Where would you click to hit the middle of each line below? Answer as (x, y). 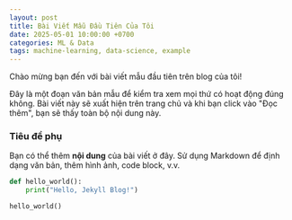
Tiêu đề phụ (36, 136)
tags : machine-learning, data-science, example (100, 51)
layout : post (34, 18)
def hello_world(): (46, 182)
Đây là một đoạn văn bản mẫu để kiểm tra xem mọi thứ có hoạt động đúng (147, 94)
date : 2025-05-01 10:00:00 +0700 (72, 34)
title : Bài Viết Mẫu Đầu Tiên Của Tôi (82, 26)
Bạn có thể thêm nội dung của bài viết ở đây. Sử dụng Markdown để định (145, 156)
